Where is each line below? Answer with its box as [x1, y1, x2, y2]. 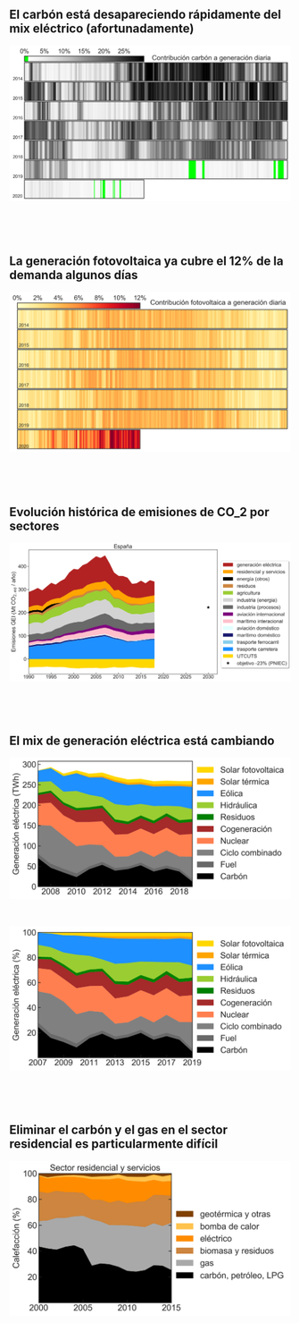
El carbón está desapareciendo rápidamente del [9, 7, 282, 22]
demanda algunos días [9, 267, 138, 283]
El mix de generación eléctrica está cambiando [9, 734, 275, 749]
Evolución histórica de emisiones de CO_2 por [9, 505, 270, 520]
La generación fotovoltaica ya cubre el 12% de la [9, 254, 284, 269]
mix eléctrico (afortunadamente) [9, 21, 195, 37]
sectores [9, 518, 60, 533]
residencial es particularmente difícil [9, 1136, 219, 1152]
